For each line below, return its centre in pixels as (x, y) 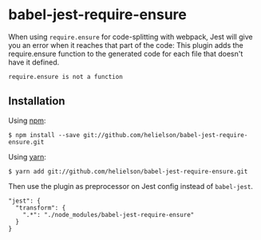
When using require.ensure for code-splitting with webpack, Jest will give (130, 37)
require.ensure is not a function (66, 77)
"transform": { (41, 208)
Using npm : (27, 120)
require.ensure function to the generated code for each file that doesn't (126, 53)
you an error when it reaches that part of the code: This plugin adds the (126, 45)
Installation (37, 101)
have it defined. (34, 62)
